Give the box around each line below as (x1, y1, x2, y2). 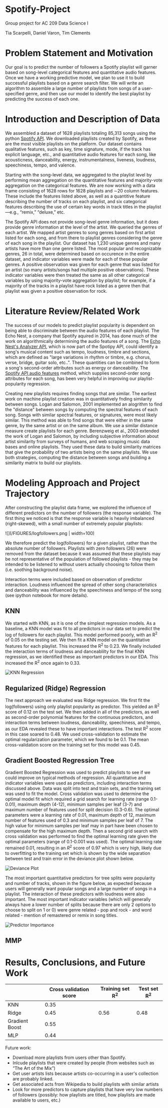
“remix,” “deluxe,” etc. (19, 209, 65, 215)
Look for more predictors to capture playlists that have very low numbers (12, 1086, 163, 1092)
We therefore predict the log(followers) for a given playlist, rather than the (5, 540, 157, 546)
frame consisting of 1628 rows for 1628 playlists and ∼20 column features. (5, 188, 159, 194)
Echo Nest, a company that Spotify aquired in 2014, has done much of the (5, 332, 157, 339)
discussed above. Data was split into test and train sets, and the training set (5, 786, 161, 792)
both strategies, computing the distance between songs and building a (5, 454, 151, 460)
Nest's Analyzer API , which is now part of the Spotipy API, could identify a (5, 343, 158, 349)
